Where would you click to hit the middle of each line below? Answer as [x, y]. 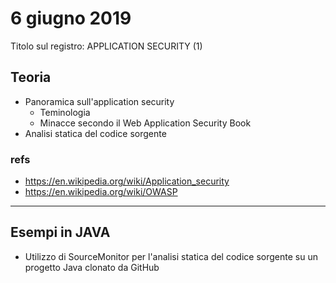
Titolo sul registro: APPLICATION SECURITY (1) [106, 46]
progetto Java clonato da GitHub [92, 267]
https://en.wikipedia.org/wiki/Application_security [127, 181]
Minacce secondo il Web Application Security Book [145, 123]
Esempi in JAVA [60, 232]
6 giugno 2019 [71, 18]
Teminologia [65, 112]
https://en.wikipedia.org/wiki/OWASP [101, 192]
